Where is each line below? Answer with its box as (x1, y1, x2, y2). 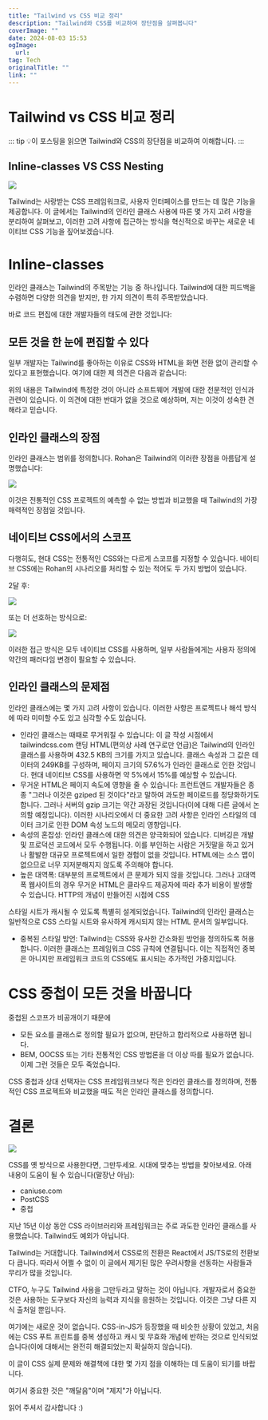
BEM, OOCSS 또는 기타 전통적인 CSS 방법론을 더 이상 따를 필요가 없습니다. (19, 1049, 254, 1059)
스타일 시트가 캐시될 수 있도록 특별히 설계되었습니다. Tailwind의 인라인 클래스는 (8, 906, 255, 916)
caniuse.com (19, 1186, 62, 1195)
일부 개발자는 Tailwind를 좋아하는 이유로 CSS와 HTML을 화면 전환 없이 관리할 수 (8, 358, 258, 368)
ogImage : (8, 42, 37, 50)
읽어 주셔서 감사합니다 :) (8, 1403, 84, 1413)
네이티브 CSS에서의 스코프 (8, 531, 132, 544)
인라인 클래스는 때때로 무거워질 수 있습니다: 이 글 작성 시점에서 (19, 730, 214, 739)
